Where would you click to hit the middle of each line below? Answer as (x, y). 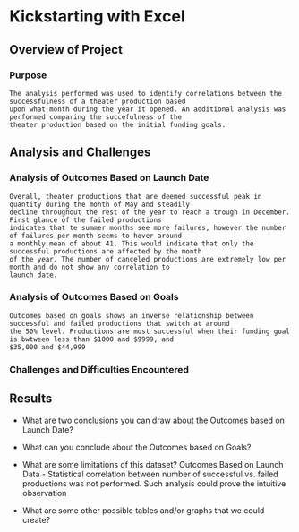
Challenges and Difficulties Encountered (99, 369)
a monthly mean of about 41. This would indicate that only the (132, 244)
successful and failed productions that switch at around (120, 323)
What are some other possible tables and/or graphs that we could (143, 510)
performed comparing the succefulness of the (95, 117)
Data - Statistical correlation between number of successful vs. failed (150, 474)
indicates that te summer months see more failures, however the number (148, 227)
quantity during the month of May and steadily (100, 204)
